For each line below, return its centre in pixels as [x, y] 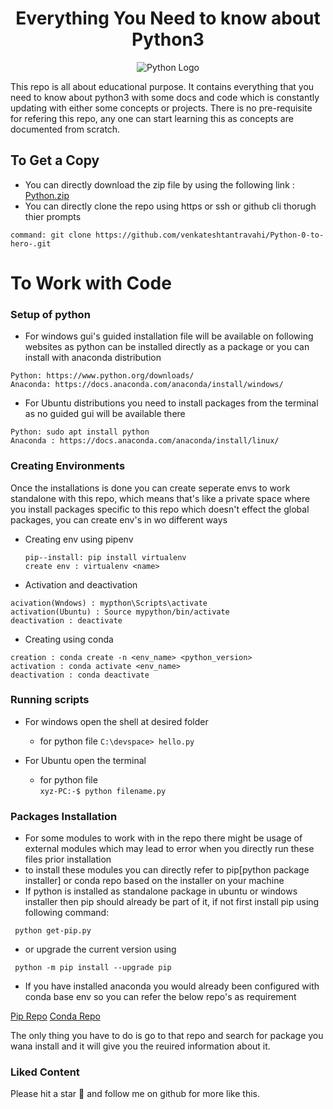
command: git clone [51, 235]
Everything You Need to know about [168, 18]
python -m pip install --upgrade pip [93, 968]
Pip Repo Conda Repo [55, 1016]
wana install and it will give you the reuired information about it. [140, 1046]
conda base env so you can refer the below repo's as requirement [160, 997]
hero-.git [31, 243]
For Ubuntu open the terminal [85, 760]
